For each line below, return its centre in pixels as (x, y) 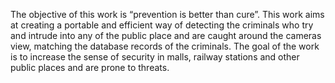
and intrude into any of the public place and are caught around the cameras (166, 35)
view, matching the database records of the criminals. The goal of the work (165, 46)
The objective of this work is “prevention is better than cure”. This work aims (167, 14)
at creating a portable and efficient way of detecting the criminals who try (162, 25)
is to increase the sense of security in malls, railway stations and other (155, 57)
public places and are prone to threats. (90, 67)
